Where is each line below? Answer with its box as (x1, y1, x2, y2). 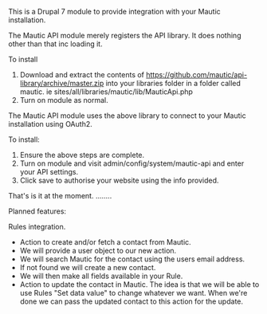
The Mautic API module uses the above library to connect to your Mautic (8, 111, 246, 120)
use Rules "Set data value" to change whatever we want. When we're (19, 288, 248, 297)
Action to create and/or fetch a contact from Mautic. (19, 237, 191, 246)
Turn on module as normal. (19, 96, 109, 104)
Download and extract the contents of (19, 70, 145, 79)
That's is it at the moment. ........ (8, 191, 112, 200)
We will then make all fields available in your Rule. (19, 271, 183, 281)
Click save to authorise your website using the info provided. (19, 175, 219, 185)
